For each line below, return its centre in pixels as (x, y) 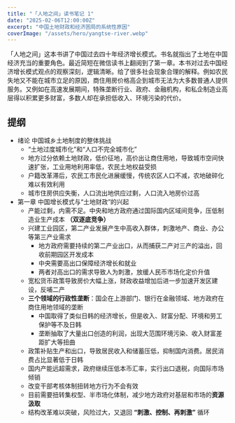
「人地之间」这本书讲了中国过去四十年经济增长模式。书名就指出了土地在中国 (117, 54)
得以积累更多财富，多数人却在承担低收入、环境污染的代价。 (99, 98)
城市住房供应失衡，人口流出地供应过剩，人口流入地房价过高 (114, 193)
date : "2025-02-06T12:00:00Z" (51, 20)
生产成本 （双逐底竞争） (75, 220)
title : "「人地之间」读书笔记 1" (51, 14)
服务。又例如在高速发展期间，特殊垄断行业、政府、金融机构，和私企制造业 (114, 89)
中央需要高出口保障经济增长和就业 (87, 263)
